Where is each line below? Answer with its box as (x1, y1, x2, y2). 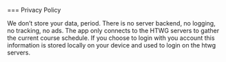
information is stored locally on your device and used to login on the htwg (7, 41, 216, 49)
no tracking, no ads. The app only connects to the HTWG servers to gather (7, 27, 220, 34)
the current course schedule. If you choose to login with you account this (7, 34, 215, 42)
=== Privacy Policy (7, 6, 61, 14)
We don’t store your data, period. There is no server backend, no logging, (7, 19, 216, 27)
